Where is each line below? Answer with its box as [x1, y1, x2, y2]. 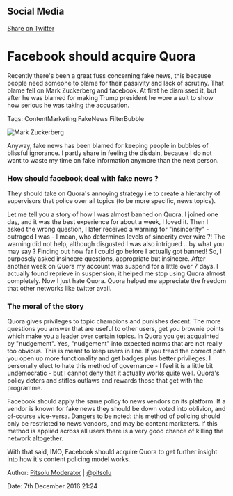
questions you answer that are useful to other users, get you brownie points [7, 325, 225, 333]
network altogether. [7, 434, 64, 442]
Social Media [7, 6, 65, 17]
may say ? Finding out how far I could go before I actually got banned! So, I [7, 247, 222, 256]
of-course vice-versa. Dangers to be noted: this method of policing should [7, 412, 220, 420]
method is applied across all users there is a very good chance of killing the [7, 427, 224, 435]
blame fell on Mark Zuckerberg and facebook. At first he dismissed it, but [7, 86, 217, 95]
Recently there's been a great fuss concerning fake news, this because [7, 71, 211, 79]
